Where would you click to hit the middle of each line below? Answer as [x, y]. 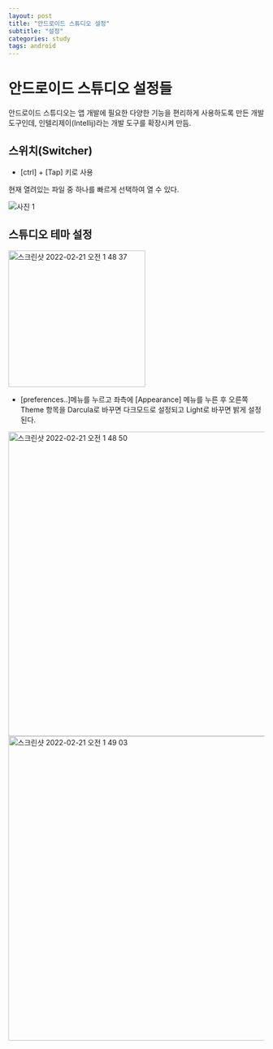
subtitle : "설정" [36, 31]
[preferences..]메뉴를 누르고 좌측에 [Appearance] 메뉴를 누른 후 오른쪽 [134, 399]
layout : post [30, 16]
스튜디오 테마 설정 [50, 235]
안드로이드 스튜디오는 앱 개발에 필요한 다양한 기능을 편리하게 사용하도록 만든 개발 [136, 113]
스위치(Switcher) [51, 151]
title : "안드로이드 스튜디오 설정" [59, 24]
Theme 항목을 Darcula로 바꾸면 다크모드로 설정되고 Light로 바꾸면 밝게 [133, 409]
